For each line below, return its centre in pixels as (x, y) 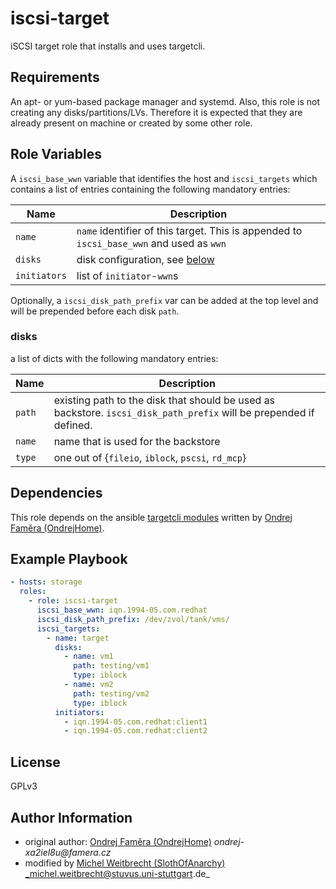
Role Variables (56, 154)
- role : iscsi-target (73, 601)
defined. (73, 425)
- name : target (78, 638)
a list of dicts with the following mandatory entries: (114, 358)
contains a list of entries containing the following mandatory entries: (150, 189)
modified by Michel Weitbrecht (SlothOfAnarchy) (125, 863)
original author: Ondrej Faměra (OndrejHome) (118, 841)
